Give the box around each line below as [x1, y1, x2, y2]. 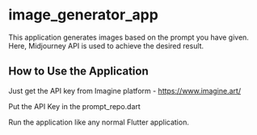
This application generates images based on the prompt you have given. [8, 32, 249, 42]
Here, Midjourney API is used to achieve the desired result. [8, 40, 204, 50]
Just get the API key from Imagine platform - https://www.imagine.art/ [8, 86, 241, 95]
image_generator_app [8, 6, 159, 24]
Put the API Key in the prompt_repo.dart [8, 101, 141, 111]
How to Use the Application [8, 65, 149, 78]
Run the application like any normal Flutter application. [8, 117, 190, 127]
